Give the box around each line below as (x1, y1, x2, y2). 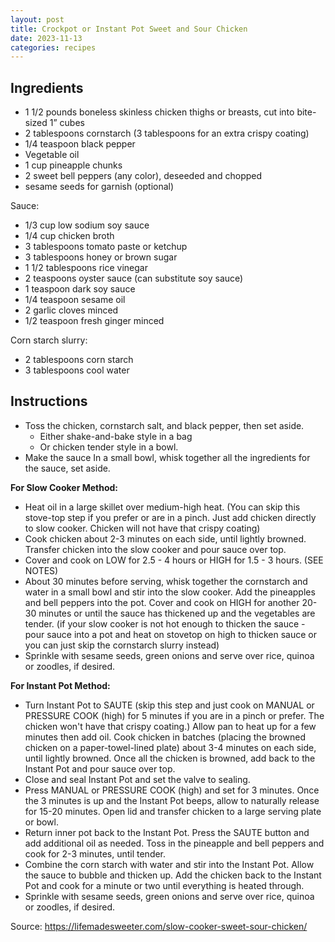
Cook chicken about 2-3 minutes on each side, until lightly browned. (24, 532, 307, 545)
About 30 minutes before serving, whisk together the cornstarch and (24, 575, 308, 587)
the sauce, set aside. (24, 462, 111, 474)
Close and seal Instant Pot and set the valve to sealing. (24, 773, 251, 785)
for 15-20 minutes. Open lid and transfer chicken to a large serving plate (24, 805, 322, 817)
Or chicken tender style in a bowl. (39, 441, 179, 453)
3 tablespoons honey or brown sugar (24, 251, 178, 263)
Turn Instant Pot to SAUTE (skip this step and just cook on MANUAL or (24, 699, 315, 711)
